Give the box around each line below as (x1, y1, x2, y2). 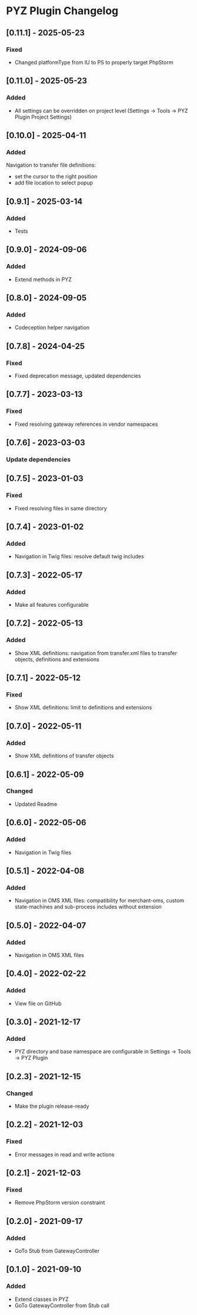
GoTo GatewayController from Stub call (14, 1301, 110, 1309)
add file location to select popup (14, 179, 93, 187)
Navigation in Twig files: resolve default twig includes (14, 553, 144, 560)
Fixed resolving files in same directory (14, 504, 107, 512)
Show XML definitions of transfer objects (14, 752, 114, 760)
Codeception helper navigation (14, 324, 90, 331)
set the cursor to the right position (14, 173, 98, 180)
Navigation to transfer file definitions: (6, 161, 96, 169)
